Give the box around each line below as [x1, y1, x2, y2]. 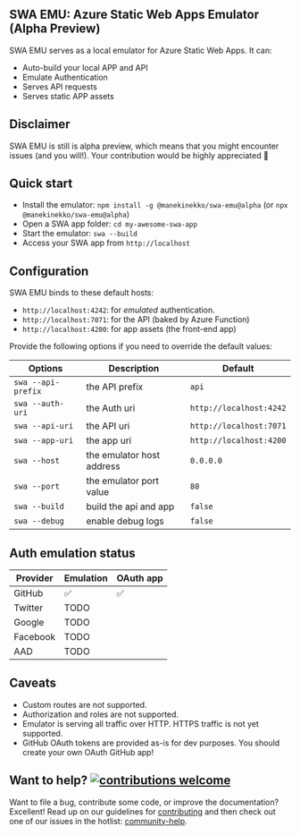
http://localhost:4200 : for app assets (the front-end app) [21, 324, 237, 335]
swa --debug [13, 516, 65, 526]
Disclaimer [9, 116, 71, 132]
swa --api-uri [13, 421, 74, 431]
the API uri [86, 420, 130, 432]
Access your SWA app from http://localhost [21, 237, 190, 249]
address [86, 460, 121, 473]
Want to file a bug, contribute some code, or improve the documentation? [9, 797, 279, 807]
